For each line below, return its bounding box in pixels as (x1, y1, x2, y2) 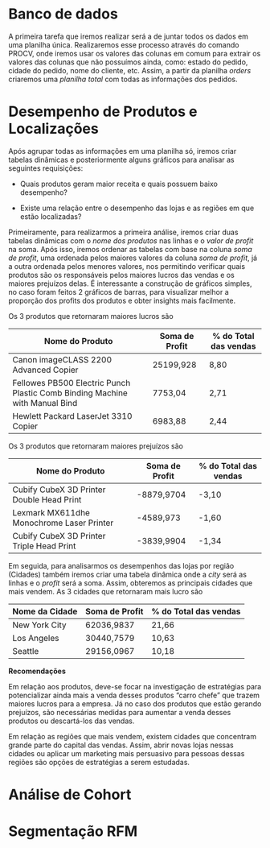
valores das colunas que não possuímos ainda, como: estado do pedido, (8, 57, 248, 67)
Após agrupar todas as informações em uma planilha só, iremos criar (8, 146, 237, 155)
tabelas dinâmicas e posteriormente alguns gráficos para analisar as (8, 155, 235, 164)
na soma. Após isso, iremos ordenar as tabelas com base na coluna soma (8, 244, 253, 254)
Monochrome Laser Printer (12, 517, 114, 528)
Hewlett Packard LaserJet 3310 (12, 410, 133, 421)
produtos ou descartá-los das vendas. (8, 716, 135, 726)
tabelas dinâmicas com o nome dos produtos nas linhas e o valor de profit (8, 235, 254, 246)
